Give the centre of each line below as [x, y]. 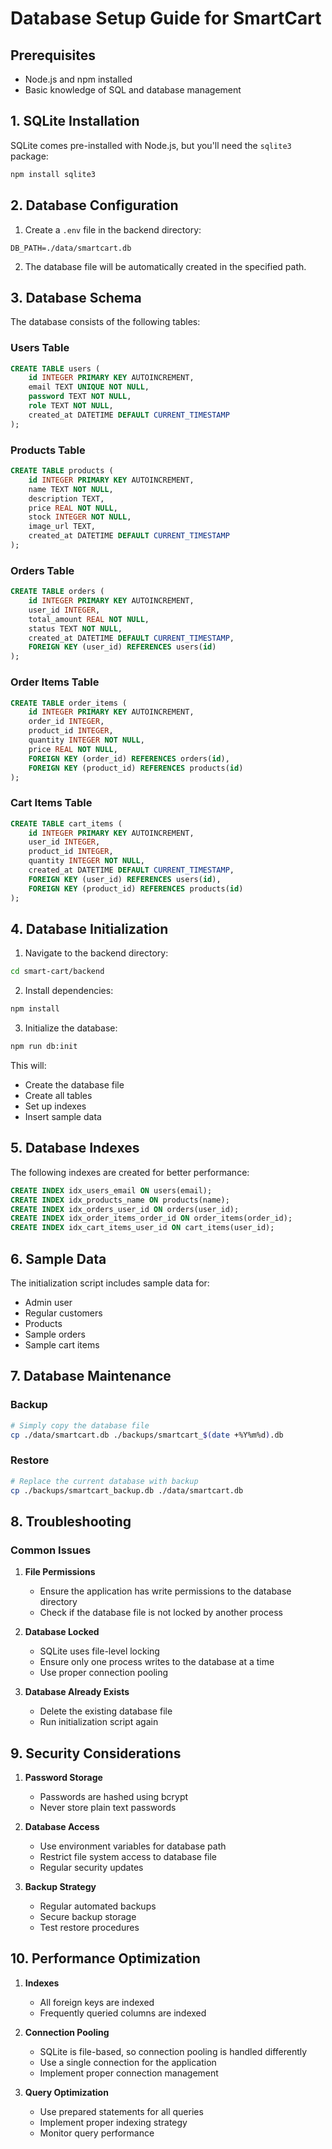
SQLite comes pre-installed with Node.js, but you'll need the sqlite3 [151, 145]
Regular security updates [91, 1867]
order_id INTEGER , [66, 722]
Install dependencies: [69, 991]
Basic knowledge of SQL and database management [133, 90]
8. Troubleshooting [71, 1521]
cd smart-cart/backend [57, 972]
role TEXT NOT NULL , [71, 406]
